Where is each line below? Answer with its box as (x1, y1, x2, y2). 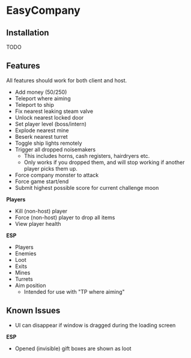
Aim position (14, 282, 46, 289)
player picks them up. (23, 165, 78, 172)
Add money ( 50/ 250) (14, 88, 67, 96)
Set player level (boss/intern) (14, 120, 87, 127)
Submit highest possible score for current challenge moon (14, 184, 159, 191)
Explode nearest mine (14, 127, 69, 134)
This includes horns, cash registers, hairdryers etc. (23, 152, 150, 159)
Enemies (14, 250, 37, 257)
